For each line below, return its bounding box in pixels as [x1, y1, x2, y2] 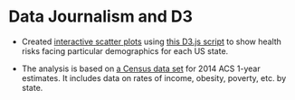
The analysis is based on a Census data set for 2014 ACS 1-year [21, 63, 261, 74]
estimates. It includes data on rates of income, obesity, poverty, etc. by [21, 72, 287, 83]
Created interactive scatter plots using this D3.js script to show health [21, 36, 282, 47]
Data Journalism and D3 [8, 6, 194, 27]
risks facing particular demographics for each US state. [21, 45, 229, 56]
